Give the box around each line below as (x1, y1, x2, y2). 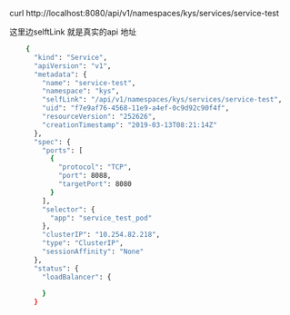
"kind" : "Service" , (33, 53, 107, 62)
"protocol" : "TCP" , (57, 162, 132, 172)
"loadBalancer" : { (42, 272, 112, 281)
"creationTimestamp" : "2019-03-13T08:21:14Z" (42, 120, 218, 130)
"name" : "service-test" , (42, 78, 136, 87)
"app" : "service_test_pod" (49, 213, 153, 222)
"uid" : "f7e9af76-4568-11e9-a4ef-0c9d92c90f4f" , (42, 103, 230, 113)
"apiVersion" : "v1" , (33, 61, 112, 71)
